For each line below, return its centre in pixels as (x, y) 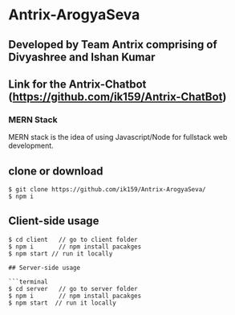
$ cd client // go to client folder (73, 239)
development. (31, 145)
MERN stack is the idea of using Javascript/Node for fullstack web (118, 137)
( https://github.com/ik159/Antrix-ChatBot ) (118, 97)
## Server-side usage (45, 268)
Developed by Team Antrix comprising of (113, 45)
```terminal (28, 282)
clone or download (56, 171)
